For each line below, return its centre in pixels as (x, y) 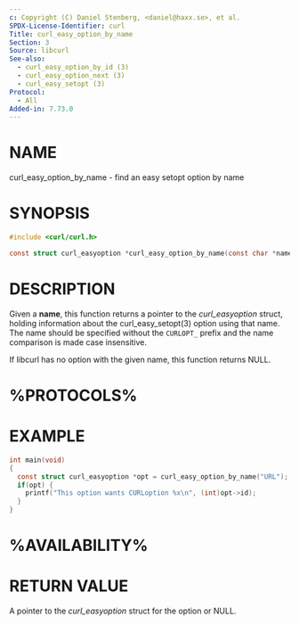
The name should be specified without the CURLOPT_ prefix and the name (141, 333)
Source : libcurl (39, 51)
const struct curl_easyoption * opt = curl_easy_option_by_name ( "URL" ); (153, 477)
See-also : (28, 59)
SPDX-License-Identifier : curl (67, 26)
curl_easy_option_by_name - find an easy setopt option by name (127, 177)
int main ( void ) (37, 460)
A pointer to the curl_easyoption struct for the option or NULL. (123, 611)
